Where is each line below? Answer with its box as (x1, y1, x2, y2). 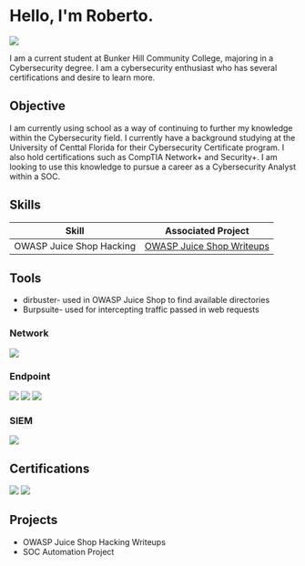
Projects (9, 512, 58, 528)
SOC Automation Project (22, 546, 115, 557)
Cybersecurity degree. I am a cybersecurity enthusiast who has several (9, 62, 278, 73)
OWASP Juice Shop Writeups (144, 239, 270, 252)
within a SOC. (9, 170, 61, 182)
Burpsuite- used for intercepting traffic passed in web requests (22, 304, 259, 315)
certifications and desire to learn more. (9, 72, 156, 83)
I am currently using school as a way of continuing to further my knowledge (9, 122, 293, 133)
